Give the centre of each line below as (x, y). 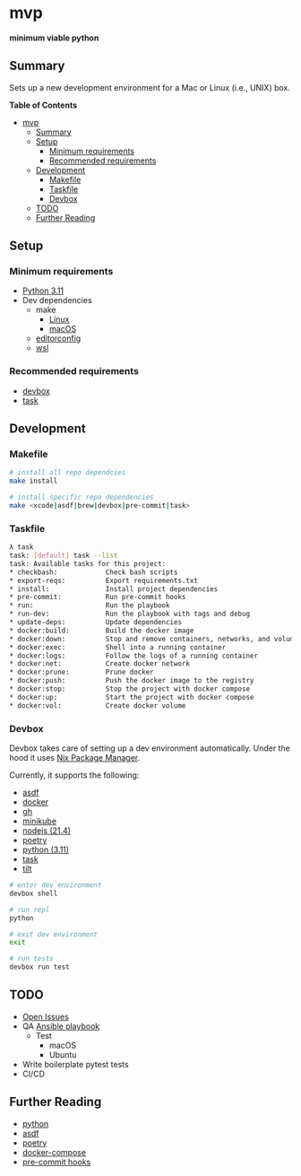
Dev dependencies (57, 301)
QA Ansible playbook (61, 1026)
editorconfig (58, 338)
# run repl (30, 910)
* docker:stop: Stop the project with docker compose (130, 689)
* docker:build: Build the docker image (102, 631)
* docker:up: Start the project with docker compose (132, 697)
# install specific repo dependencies (82, 497)
